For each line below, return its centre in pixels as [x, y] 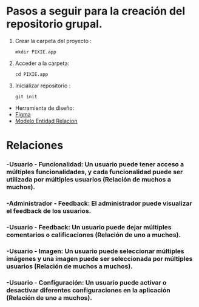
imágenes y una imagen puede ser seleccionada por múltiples [99, 258]
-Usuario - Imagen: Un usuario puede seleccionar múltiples [95, 251]
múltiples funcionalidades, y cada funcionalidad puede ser [95, 172]
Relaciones [35, 145]
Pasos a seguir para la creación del [96, 11]
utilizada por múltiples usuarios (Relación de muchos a [89, 180]
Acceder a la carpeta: [42, 63]
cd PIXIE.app [32, 74]
